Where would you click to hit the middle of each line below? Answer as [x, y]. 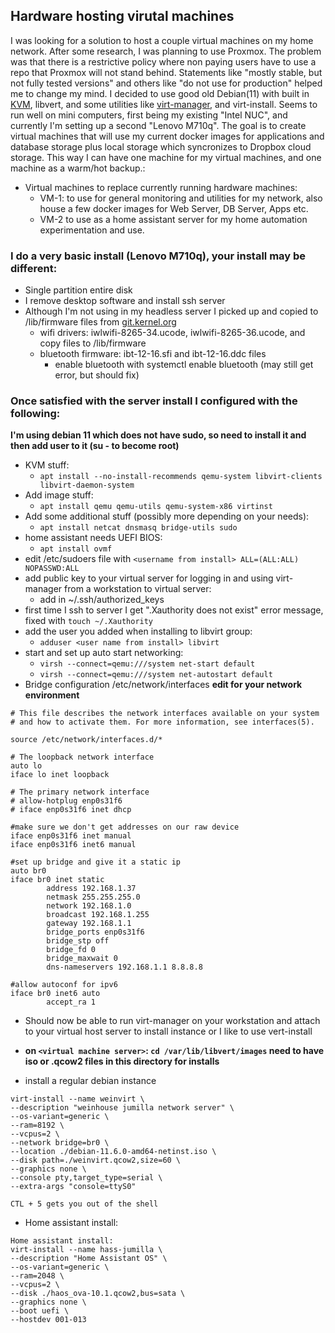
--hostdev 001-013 [48, 1320]
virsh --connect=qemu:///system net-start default [147, 664]
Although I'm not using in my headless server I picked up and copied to [171, 311]
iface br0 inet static [57, 880]
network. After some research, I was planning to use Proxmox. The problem [166, 51]
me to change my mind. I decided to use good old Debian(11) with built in [160, 93]
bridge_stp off [78, 941]
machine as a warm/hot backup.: [78, 168]
